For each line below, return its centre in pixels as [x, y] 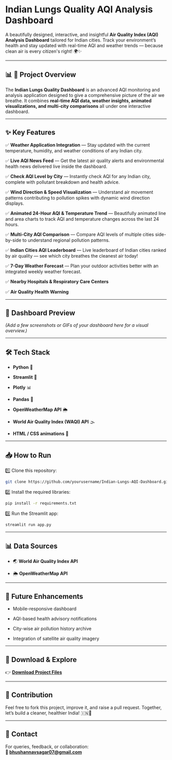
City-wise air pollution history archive [52, 629]
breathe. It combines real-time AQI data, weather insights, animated [79, 101]
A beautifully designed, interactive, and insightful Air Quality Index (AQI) [82, 34]
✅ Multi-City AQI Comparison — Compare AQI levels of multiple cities [80, 234]
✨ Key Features [30, 133]
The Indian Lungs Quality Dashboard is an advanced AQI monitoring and [83, 90]
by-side [13, 240]
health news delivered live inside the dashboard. [56, 166]
